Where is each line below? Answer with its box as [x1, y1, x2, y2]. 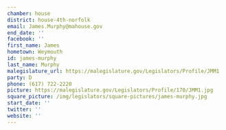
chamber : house [7, 10, 51, 17]
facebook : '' [7, 36, 45, 43]
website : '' [7, 112, 41, 119]
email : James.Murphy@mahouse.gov [7, 23, 103, 30]
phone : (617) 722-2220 [7, 80, 72, 87]
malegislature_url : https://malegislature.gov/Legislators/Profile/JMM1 [7, 67, 220, 74]
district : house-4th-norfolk [7, 17, 91, 23]
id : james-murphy [7, 55, 57, 62]
